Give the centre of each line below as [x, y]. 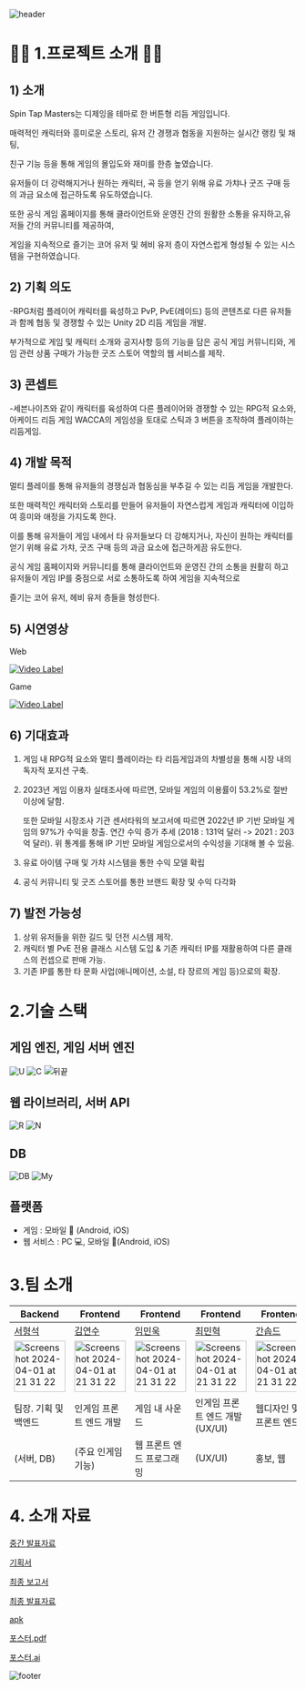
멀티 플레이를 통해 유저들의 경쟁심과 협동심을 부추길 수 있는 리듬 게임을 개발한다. [152, 486]
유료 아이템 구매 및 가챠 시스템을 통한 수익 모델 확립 [113, 863]
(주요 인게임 [98, 1452]
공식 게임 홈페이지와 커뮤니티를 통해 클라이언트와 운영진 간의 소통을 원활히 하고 [149, 567]
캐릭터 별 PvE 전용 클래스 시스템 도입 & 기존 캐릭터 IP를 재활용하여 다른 [148, 948]
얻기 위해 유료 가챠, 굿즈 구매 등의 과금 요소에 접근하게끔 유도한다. [126, 547]
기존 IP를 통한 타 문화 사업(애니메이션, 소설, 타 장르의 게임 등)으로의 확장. [151, 971]
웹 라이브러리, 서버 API [70, 1103]
